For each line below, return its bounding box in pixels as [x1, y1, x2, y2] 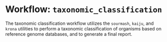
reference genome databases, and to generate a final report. [5, 31, 132, 37]
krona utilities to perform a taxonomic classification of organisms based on [5, 25, 162, 31]
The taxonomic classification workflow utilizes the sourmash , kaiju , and [5, 20, 154, 26]
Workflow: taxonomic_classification [5, 4, 162, 15]
